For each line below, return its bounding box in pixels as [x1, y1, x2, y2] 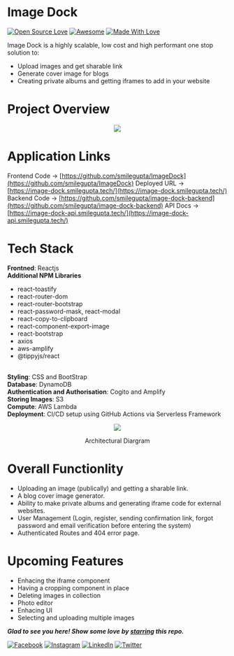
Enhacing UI [17, 606, 52, 614]
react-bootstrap [17, 329, 64, 338]
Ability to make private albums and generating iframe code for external [17, 499, 221, 507]
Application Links [7, 148, 111, 164]
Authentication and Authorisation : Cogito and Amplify [7, 387, 166, 396]
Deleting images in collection [17, 591, 101, 599]
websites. [17, 506, 45, 515]
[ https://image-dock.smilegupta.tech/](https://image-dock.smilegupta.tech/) [7, 186, 228, 194]
